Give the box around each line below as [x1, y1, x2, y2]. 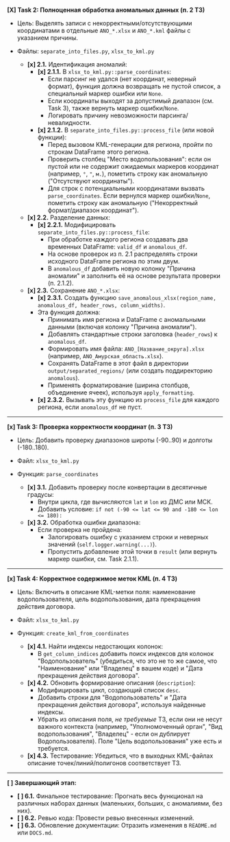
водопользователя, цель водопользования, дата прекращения [16, 595, 201, 603]
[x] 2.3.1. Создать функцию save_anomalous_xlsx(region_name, [37, 294, 217, 301]
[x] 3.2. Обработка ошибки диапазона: [27, 518, 141, 526]
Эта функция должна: [37, 308, 101, 316]
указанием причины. [16, 34, 79, 42]
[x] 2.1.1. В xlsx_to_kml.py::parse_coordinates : [37, 68, 172, 75]
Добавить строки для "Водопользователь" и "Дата [37, 693, 187, 701]
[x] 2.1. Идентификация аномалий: [27, 60, 128, 68]
